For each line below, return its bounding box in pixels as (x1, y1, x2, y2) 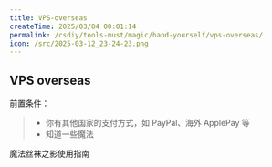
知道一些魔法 (45, 129, 94, 140)
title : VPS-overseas (9, 13, 89, 23)
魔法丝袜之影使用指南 (9, 148, 89, 160)
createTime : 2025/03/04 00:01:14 (9, 22, 137, 31)
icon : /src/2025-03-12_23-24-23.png (9, 38, 149, 48)
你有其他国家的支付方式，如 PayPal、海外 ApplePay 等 (45, 118, 250, 129)
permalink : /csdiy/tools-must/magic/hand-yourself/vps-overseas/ (9, 30, 263, 39)
